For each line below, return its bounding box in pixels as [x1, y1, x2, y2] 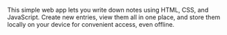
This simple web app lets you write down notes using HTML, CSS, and [7, 6, 209, 14]
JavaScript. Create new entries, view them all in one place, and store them [7, 13, 221, 21]
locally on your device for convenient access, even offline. [7, 21, 175, 28]
